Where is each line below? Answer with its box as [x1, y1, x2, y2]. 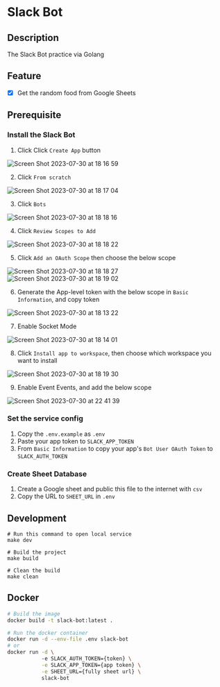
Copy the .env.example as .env [17, 430, 105, 438]
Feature [7, 70, 42, 82]
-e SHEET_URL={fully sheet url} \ [41, 668, 141, 675]
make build [7, 554, 39, 562]
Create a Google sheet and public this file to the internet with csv [17, 485, 203, 493]
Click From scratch [17, 173, 71, 181]
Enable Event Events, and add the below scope [17, 383, 152, 391]
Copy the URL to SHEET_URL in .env [17, 492, 116, 500]
